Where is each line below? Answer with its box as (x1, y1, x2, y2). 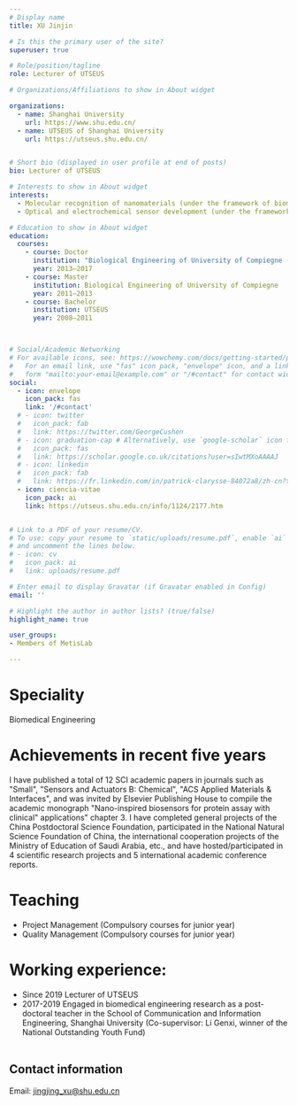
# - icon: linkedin (17, 460, 89, 469)
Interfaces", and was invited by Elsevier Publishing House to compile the (9, 793, 272, 804)
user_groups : (9, 630, 57, 640)
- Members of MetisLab (9, 639, 93, 648)
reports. (9, 859, 38, 869)
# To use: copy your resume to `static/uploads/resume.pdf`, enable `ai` (9, 533, 287, 543)
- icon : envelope (17, 386, 81, 395)
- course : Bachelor (25, 297, 97, 306)
